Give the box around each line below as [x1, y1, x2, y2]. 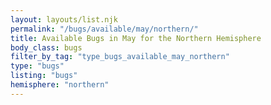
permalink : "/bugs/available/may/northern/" [10, 24, 199, 34]
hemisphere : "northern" [10, 80, 110, 90]
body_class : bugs [10, 42, 83, 53]
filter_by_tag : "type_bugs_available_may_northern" [10, 52, 230, 62]
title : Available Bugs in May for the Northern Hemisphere [10, 33, 262, 43]
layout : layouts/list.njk [10, 14, 118, 25]
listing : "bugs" [10, 71, 78, 81]
